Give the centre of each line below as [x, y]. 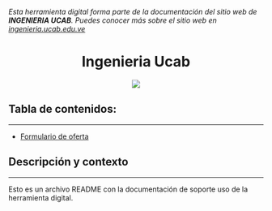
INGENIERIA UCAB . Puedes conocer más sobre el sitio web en [113, 20]
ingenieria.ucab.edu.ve [47, 29]
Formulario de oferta [54, 136]
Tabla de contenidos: [63, 109]
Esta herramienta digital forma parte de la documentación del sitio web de [133, 12]
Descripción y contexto [68, 162]
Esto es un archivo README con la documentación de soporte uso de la [128, 189]
